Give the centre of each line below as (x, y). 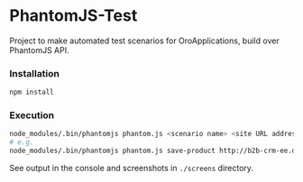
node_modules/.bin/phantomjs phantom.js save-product (113, 151)
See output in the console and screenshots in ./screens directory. (132, 168)
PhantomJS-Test (73, 16)
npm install (32, 92)
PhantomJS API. (39, 50)
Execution (32, 115)
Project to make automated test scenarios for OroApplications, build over (144, 41)
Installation (35, 73)
